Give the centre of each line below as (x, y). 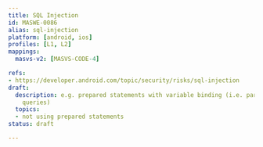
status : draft (31, 124)
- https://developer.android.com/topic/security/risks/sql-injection (124, 80)
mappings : (24, 52)
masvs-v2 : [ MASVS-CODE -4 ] (58, 59)
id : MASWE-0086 (33, 23)
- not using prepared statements (70, 117)
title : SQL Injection (43, 15)
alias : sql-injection (43, 30)
